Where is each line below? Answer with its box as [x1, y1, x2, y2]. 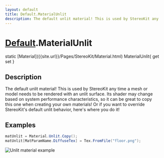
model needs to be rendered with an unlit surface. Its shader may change [5, 91, 153, 97]
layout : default [5, 7, 38, 12]
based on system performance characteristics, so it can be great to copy [5, 96, 152, 102]
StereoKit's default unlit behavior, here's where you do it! [5, 107, 120, 113]
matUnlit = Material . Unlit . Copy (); [5, 134, 78, 138]
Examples [5, 121, 36, 129]
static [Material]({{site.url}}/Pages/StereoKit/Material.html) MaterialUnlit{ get [5, 53, 159, 59]
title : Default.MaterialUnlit [5, 12, 67, 17]
